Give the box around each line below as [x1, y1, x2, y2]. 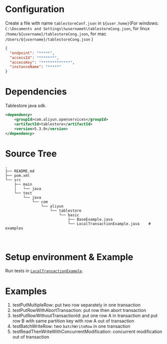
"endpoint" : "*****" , [9, 50, 55, 56]
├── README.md [5, 169, 35, 174]
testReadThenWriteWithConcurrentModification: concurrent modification [12, 328, 162, 334]
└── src [5, 178, 21, 183]
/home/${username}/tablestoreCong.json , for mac [5, 31, 106, 37]
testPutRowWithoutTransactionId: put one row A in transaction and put [12, 312, 158, 319]
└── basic [58, 213, 79, 218]
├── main [14, 182, 32, 187]
